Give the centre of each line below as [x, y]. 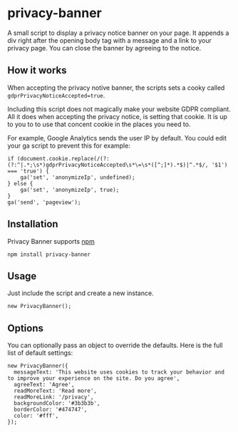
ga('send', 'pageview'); [44, 202]
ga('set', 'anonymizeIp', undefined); [78, 177]
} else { [20, 183]
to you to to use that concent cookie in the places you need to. [99, 124]
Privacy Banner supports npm [51, 241]
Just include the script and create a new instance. [81, 293]
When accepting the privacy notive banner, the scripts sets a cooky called [116, 88]
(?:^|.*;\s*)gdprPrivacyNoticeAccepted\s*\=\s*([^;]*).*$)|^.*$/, [108, 165]
